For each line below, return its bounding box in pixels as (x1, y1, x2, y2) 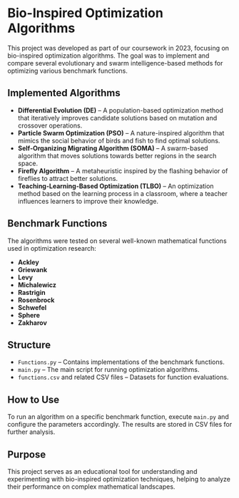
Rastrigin (17, 288, 46, 296)
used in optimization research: (7, 244, 96, 252)
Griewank (17, 265, 48, 274)
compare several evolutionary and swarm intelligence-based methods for (7, 58, 223, 67)
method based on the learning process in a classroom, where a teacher (17, 189, 228, 197)
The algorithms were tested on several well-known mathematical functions (7, 237, 227, 245)
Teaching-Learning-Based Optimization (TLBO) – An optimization (17, 182, 214, 190)
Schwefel (17, 303, 47, 311)
